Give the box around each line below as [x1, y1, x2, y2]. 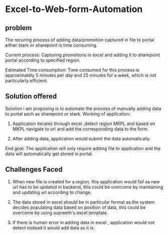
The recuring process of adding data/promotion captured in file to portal [5, 37, 154, 43]
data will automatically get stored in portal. [5, 151, 93, 157]
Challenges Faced [5, 165, 63, 174]
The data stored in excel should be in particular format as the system [12, 199, 155, 205]
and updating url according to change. [12, 189, 92, 195]
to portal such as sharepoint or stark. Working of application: [5, 110, 131, 116]
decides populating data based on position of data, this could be [12, 204, 146, 210]
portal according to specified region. [5, 57, 81, 63]
